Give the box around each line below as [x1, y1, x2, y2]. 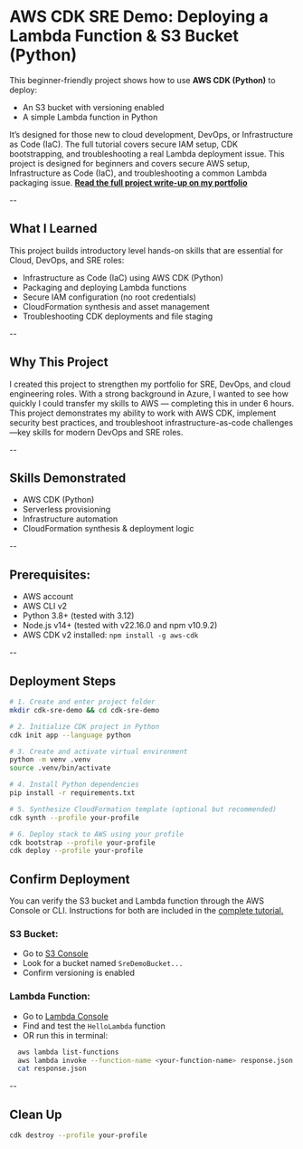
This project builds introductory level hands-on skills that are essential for [9, 244, 283, 255]
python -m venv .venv [9, 755, 91, 764]
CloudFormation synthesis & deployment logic [22, 523, 194, 534]
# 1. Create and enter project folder [9, 697, 156, 706]
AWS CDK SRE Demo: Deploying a [9, 6, 269, 27]
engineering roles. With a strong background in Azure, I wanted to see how [9, 388, 289, 399]
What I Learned [9, 221, 98, 236]
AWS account [22, 591, 74, 602]
